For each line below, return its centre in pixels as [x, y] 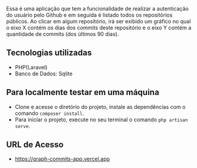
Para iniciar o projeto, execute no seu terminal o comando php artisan [101, 120]
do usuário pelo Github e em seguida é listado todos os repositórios [90, 15]
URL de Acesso [35, 145]
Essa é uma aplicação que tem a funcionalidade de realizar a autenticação [98, 9]
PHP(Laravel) [31, 67]
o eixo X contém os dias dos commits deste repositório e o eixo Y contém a [99, 28]
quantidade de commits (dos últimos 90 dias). [63, 34]
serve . [22, 126]
